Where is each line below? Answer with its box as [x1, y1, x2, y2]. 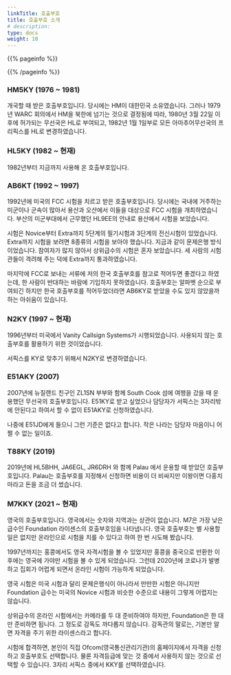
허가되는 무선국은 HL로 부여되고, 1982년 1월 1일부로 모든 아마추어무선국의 [19, 118, 217, 127]
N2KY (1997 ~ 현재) [7, 314, 72, 323]
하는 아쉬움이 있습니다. [7, 295, 68, 303]
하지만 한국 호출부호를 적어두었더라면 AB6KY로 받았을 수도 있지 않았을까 [25, 287, 220, 295]
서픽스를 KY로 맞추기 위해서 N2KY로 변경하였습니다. [7, 354, 148, 363]
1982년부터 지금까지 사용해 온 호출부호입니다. [7, 163, 129, 171]
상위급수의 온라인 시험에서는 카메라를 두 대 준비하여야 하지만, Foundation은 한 [7, 612, 217, 620]
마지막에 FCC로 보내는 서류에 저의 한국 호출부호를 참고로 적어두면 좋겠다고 [7, 270, 207, 278]
